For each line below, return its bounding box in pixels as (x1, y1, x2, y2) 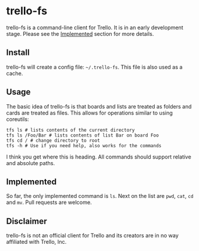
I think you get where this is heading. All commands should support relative (6, 153, 191, 160)
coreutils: (6, 115, 29, 123)
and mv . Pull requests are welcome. (6, 199, 92, 206)
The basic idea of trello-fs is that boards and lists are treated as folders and (6, 103, 192, 110)
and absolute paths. (6, 159, 55, 166)
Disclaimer (6, 216, 47, 226)
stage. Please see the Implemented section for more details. (6, 30, 154, 37)
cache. (6, 70, 23, 77)
